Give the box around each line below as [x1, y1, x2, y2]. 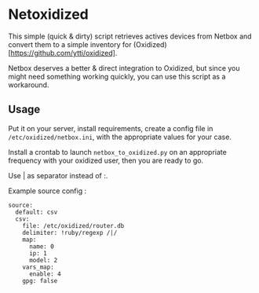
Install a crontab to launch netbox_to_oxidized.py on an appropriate [8, 147, 228, 156]
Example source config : [8, 186, 87, 196]
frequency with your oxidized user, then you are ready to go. [8, 156, 204, 165]
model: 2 [28, 256, 58, 264]
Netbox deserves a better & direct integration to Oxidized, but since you [8, 63, 240, 72]
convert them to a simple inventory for [8, 39, 132, 49]
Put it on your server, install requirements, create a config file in [8, 123, 213, 133]
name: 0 [28, 242, 55, 251]
